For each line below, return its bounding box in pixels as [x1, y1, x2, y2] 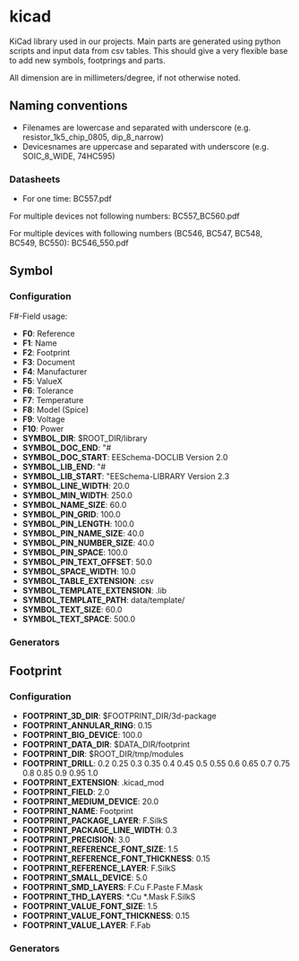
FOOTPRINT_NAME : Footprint [21, 806, 133, 817]
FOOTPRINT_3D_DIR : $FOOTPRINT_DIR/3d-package [21, 710, 217, 722]
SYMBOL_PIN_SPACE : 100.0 [21, 546, 128, 557]
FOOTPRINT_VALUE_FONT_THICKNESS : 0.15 [21, 911, 191, 922]
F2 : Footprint [21, 347, 71, 357]
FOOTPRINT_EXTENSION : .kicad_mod [21, 777, 165, 788]
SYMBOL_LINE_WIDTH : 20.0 [21, 480, 130, 491]
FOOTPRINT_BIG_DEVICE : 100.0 [21, 730, 143, 741]
